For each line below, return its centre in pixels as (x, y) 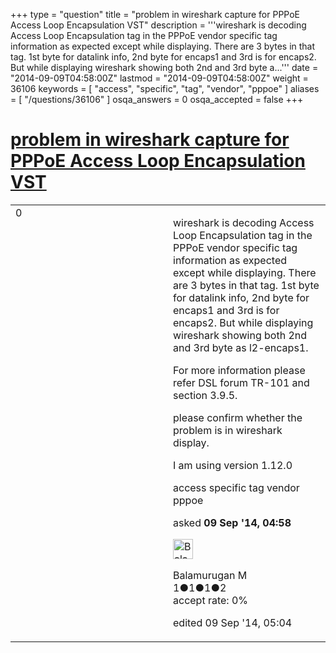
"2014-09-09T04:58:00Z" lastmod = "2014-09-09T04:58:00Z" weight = (159, 78)
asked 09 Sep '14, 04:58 (232, 522)
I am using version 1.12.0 (233, 465)
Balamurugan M (210, 575)
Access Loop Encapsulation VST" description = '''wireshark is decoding (158, 25)
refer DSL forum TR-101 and (241, 382)
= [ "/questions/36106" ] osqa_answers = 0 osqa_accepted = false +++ (157, 99)
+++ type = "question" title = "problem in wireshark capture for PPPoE (155, 14)
